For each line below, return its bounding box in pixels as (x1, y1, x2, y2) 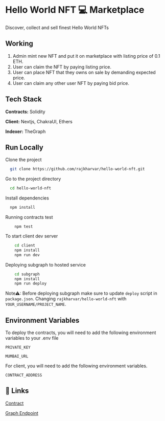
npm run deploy (14, 281, 47, 286)
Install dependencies (5, 195, 50, 201)
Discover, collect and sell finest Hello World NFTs (5, 24, 109, 31)
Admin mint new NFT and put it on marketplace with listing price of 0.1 (12, 53, 160, 59)
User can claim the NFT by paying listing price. (12, 63, 111, 70)
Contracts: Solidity (5, 108, 45, 115)
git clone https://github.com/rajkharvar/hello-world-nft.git (10, 167, 145, 172)
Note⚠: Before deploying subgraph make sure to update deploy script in (5, 290, 157, 297)
